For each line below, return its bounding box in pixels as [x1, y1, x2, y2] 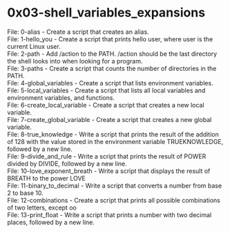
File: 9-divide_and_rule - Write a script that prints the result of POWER [7, 152, 207, 160]
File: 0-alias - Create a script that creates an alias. [7, 28, 150, 36]
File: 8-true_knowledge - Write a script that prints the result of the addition [7, 130, 219, 139]
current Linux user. [7, 42, 61, 50]
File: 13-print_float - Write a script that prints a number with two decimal [7, 210, 212, 219]
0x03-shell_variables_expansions [7, 5, 206, 21]
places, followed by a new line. [7, 218, 95, 226]
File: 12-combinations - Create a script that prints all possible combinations [7, 196, 221, 204]
